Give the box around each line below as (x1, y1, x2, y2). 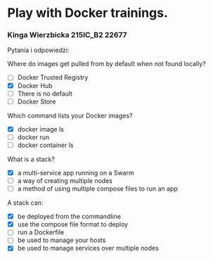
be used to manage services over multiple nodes (17, 244, 160, 253)
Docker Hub (17, 81, 53, 89)
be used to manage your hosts (17, 236, 106, 244)
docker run (17, 132, 50, 141)
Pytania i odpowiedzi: (7, 46, 70, 54)
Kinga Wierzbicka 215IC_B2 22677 (7, 30, 128, 40)
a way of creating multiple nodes (17, 176, 112, 184)
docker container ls (17, 141, 74, 149)
